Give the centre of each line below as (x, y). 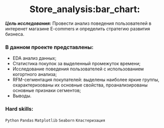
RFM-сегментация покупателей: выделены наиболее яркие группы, (86, 80)
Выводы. (22, 96)
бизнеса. (15, 34)
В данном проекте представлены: (49, 47)
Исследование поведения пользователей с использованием (78, 69)
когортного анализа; (35, 74)
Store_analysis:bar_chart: (85, 9)
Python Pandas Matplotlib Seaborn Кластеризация (55, 120)
